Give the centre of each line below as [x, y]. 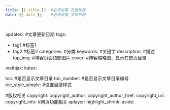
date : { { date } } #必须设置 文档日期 [45, 15]
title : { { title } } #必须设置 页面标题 [45, 10]
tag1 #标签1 [24, 45]
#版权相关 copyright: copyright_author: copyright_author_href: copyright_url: [85, 95]
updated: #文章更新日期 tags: [36, 34]
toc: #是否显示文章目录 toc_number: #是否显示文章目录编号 [67, 78]
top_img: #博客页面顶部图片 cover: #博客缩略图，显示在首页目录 [80, 58]
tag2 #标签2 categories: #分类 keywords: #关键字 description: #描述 [83, 51]
